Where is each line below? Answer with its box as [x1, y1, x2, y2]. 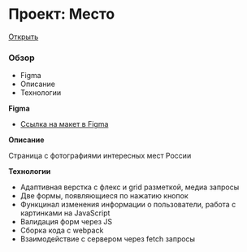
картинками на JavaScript [19, 208, 110, 218]
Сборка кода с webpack [19, 225, 104, 236]
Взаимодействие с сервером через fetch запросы [19, 234, 196, 244]
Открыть [8, 32, 39, 41]
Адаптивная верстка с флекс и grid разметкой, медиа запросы [19, 182, 240, 192]
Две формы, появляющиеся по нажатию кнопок [19, 191, 188, 201]
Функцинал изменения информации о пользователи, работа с [19, 200, 236, 210]
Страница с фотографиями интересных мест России [8, 151, 192, 161]
